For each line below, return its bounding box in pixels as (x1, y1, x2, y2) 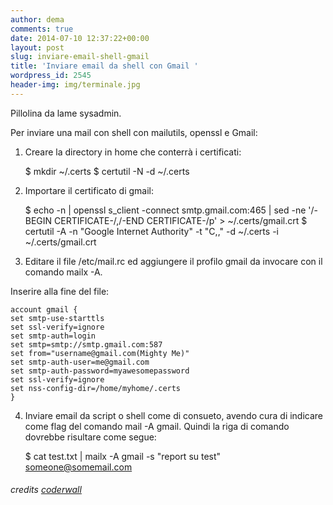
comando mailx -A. (24, 266, 103, 278)
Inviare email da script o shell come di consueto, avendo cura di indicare (24, 409, 324, 421)
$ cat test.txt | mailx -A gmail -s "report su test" (24, 450, 222, 462)
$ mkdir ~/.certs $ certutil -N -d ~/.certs (24, 165, 190, 177)
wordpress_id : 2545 (10, 71, 92, 81)
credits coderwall (10, 484, 82, 496)
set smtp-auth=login (10, 331, 97, 341)
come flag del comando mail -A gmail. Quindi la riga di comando (24, 420, 290, 432)
